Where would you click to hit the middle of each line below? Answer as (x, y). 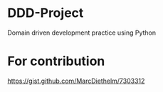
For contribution (56, 61)
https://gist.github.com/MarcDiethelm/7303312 (76, 81)
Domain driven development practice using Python (82, 33)
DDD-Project (46, 13)
